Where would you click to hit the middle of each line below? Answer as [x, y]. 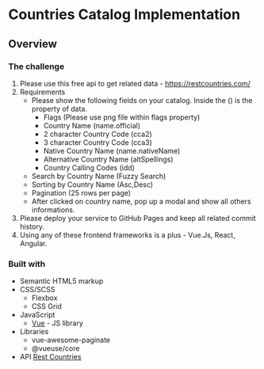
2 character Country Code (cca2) [98, 134]
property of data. [59, 108]
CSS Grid [46, 306]
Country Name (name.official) [92, 125]
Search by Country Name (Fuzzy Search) [99, 176]
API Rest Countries [50, 357]
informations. [53, 209]
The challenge [36, 67]
